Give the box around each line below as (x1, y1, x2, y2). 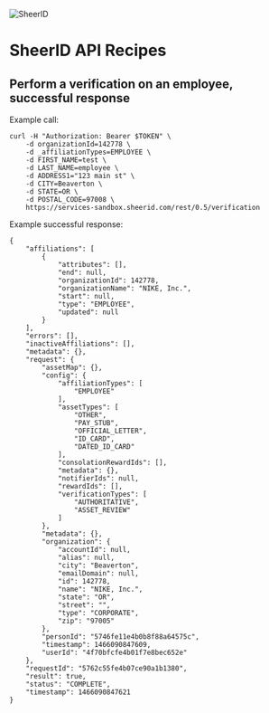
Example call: (9, 114, 60, 125)
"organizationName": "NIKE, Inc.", (57, 284, 192, 293)
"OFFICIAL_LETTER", (73, 426, 147, 435)
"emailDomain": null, (57, 569, 140, 578)
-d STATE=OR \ (25, 187, 79, 196)
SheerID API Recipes (9, 41, 167, 61)
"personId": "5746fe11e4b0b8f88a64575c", (42, 632, 200, 642)
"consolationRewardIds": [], (57, 458, 168, 467)
